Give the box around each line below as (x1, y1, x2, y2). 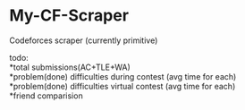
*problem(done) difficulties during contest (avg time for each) (9, 71, 237, 81)
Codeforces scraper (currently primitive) (9, 35, 158, 46)
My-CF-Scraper (9, 5, 130, 26)
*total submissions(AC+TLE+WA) (9, 62, 131, 72)
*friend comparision (9, 90, 83, 101)
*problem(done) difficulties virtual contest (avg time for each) (9, 80, 236, 91)
